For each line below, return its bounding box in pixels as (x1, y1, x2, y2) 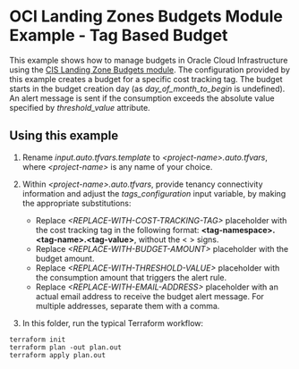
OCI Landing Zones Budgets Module (9, 6, 284, 27)
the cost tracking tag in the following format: (35, 224, 200, 235)
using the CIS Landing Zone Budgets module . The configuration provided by (9, 64, 291, 75)
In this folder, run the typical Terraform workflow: (21, 317, 204, 328)
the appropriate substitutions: (21, 197, 132, 208)
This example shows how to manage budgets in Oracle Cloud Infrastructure (9, 55, 288, 65)
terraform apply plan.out (9, 350, 106, 359)
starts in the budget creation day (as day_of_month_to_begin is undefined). (9, 83, 286, 94)
